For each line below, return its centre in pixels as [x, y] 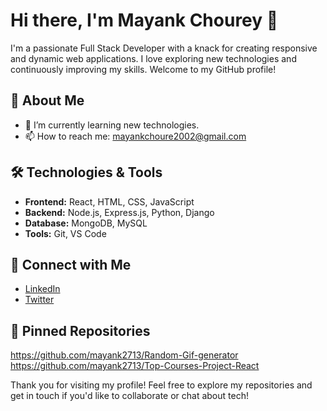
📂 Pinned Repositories [80, 330]
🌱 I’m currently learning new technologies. [112, 125]
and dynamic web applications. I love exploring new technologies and [153, 58]
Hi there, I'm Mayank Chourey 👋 [144, 20]
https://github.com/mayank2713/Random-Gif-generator [124, 355]
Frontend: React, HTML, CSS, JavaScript [109, 201]
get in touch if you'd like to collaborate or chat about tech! [129, 396]
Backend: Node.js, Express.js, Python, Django [119, 212]
